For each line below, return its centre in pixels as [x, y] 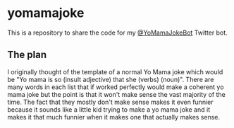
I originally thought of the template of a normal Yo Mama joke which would [115, 71]
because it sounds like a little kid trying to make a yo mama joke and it [109, 109]
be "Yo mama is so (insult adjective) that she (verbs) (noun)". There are [111, 79]
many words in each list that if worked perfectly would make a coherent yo [116, 87]
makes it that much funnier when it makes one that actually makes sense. [114, 117]
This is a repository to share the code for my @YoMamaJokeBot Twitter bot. [117, 33]
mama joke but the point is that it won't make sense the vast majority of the [116, 94]
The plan [27, 55]
